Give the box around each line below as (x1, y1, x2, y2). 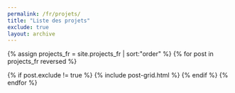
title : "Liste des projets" (7, 17, 91, 24)
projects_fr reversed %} (7, 58, 77, 66)
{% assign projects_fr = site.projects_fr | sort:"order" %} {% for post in (7, 50, 214, 58)
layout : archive (7, 30, 55, 38)
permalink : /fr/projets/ (7, 10, 81, 18)
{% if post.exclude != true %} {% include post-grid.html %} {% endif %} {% (7, 71, 229, 80)
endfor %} (7, 79, 38, 87)
